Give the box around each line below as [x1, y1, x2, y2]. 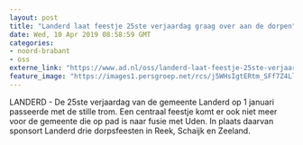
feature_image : [9, 72, 67, 81]
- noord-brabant [9, 47, 70, 56]
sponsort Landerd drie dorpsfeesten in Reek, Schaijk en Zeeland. [9, 125, 251, 136]
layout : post [9, 13, 59, 23]
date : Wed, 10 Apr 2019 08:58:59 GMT [9, 30, 151, 39]
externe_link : [9, 64, 63, 73]
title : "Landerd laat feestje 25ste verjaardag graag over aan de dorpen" [9, 22, 297, 31]
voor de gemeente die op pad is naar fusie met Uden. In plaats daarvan [9, 115, 274, 126]
